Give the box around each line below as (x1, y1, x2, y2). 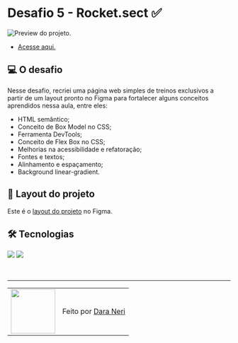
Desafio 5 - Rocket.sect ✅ (7, 5, 162, 21)
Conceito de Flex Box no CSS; (17, 137, 106, 146)
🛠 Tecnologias (7, 228, 74, 240)
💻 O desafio (7, 64, 63, 76)
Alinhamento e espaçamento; (17, 160, 104, 168)
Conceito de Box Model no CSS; (17, 122, 112, 131)
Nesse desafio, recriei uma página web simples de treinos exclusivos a (7, 86, 214, 95)
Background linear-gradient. (17, 168, 101, 176)
